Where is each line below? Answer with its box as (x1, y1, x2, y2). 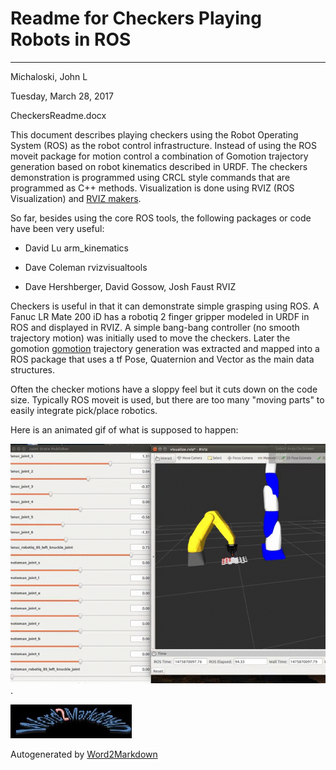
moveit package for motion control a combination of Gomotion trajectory (10, 150, 309, 162)
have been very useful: (10, 222, 105, 234)
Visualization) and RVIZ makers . (10, 192, 142, 204)
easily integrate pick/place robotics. (10, 404, 158, 416)
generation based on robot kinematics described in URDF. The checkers (10, 160, 308, 172)
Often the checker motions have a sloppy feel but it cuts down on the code (10, 383, 318, 395)
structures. (10, 363, 55, 376)
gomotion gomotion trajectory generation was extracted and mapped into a (10, 342, 320, 354)
